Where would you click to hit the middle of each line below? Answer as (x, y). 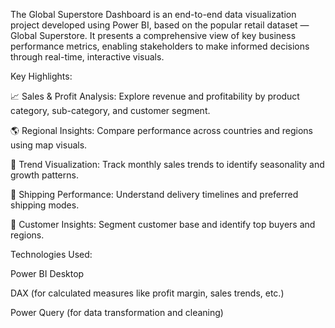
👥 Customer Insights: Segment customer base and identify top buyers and (163, 224)
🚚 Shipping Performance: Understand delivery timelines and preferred (154, 194)
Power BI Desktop (47, 273)
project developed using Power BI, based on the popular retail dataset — (160, 25)
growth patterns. (44, 175)
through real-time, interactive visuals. (87, 57)
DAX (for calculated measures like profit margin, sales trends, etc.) (147, 293)
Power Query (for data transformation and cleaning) (117, 312)
